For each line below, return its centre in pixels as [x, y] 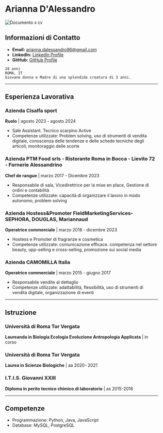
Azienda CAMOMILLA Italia [38, 262]
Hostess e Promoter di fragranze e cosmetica [57, 239]
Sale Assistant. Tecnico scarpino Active [51, 131]
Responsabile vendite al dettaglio [45, 282]
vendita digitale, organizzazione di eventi [53, 293]
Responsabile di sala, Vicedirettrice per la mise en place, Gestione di [81, 185]
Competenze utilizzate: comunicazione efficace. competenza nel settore [84, 245]
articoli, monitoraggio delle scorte [46, 146]
